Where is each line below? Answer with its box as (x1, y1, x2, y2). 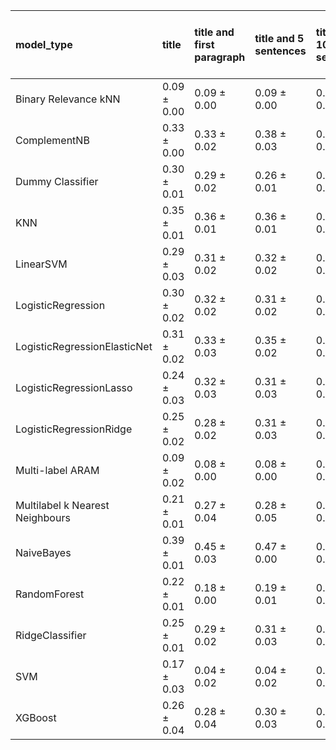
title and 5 (254, 32, 305, 45)
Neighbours (15, 511, 71, 524)
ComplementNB (15, 134, 90, 147)
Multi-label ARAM (15, 464, 100, 477)
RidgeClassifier (15, 629, 87, 642)
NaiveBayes (15, 546, 72, 559)
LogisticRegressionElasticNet (15, 340, 153, 353)
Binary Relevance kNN (15, 92, 121, 106)
